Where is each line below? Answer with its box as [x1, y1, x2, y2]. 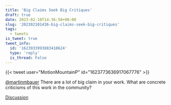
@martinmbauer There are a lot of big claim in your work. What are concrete [5, 79, 166, 85]
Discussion [5, 94, 29, 100]
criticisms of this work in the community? [5, 85, 92, 91]
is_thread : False [10, 55, 47, 60]
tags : [5, 27, 17, 32]
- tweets [10, 31, 29, 36]
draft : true [5, 12, 31, 17]
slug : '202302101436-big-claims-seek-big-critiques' [5, 22, 120, 27]
